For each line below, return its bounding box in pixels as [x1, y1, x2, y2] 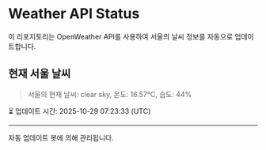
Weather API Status [8, 5, 140, 23]
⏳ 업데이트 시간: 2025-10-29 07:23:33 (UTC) [8, 106, 151, 115]
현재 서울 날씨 [8, 67, 71, 81]
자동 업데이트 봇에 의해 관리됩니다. [8, 133, 114, 142]
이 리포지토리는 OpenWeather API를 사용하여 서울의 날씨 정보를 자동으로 [8, 32, 234, 41]
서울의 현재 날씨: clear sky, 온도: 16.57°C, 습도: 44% [27, 89, 192, 99]
